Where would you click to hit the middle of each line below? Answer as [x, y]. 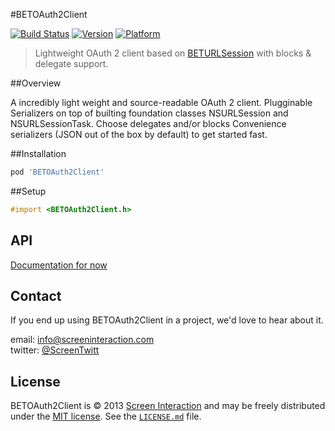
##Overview [36, 83]
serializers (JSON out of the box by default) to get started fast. [139, 134]
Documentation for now [59, 265]
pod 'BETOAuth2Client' [57, 172]
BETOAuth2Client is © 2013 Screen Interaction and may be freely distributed [168, 406]
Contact [36, 295]
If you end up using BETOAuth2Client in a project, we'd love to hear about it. [167, 320]
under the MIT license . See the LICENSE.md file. [106, 416]
